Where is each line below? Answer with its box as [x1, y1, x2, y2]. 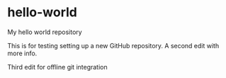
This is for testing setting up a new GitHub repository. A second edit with [7, 41, 220, 50]
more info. [7, 49, 38, 57]
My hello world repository [7, 28, 83, 36]
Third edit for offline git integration [7, 62, 108, 71]
